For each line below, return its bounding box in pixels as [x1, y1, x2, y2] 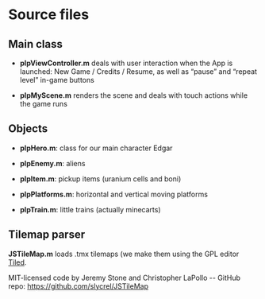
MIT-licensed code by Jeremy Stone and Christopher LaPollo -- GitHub [8, 273, 240, 282]
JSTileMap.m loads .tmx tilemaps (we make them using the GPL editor [8, 249, 240, 258]
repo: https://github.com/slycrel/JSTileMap [8, 281, 149, 291]
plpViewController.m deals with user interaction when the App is [19, 58, 233, 68]
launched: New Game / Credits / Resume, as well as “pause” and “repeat [19, 67, 258, 76]
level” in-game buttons [19, 76, 95, 84]
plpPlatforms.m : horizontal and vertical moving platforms [19, 189, 209, 199]
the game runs [19, 99, 67, 108]
